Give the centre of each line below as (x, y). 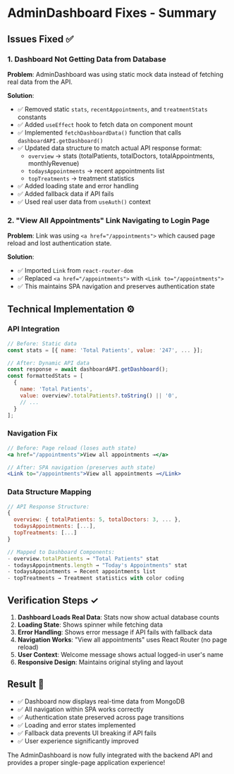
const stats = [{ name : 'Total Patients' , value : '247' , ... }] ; (105, 350)
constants (32, 117)
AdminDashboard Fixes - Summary (112, 13)
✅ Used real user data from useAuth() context (84, 202)
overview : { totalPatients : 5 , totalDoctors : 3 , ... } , (97, 520)
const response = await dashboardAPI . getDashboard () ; (88, 369)
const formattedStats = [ (45, 376)
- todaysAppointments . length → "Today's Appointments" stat (98, 565)
